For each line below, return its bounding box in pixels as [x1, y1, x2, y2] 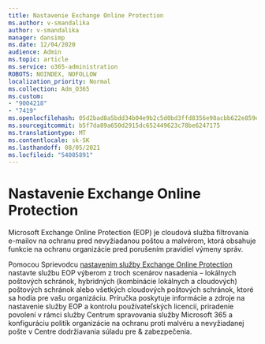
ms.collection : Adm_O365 [8, 84, 90, 93]
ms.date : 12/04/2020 [8, 41, 77, 49]
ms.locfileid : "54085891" [8, 151, 93, 159]
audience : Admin [8, 48, 62, 56]
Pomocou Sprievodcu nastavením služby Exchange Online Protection [8, 260, 233, 269]
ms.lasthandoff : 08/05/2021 [8, 144, 101, 151]
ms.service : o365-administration [8, 63, 118, 71]
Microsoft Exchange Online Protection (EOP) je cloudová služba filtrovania [8, 228, 249, 237]
